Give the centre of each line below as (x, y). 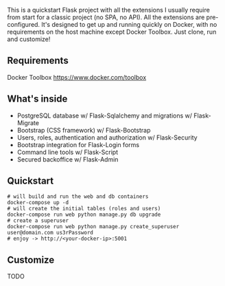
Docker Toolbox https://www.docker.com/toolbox (77, 77)
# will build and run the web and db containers (78, 197)
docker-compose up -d (38, 203)
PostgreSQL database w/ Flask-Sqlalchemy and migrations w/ (105, 115)
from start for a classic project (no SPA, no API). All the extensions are (106, 17)
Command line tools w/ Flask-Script (68, 152)
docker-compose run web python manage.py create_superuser (93, 227)
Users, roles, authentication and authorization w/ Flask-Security (107, 137)
